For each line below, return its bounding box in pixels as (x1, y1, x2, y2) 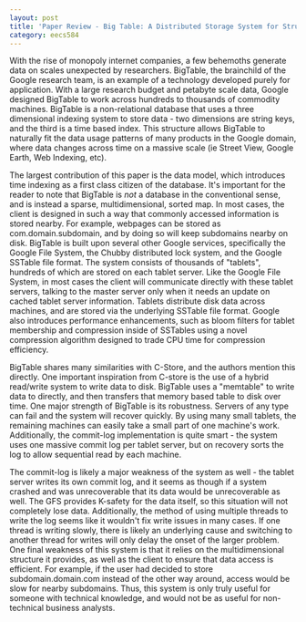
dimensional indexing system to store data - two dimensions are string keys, (9, 113, 295, 124)
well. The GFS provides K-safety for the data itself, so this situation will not (9, 496, 289, 507)
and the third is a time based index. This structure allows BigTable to (9, 123, 266, 134)
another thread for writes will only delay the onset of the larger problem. (9, 534, 280, 545)
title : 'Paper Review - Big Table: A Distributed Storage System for (9, 22, 280, 31)
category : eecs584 (9, 30, 79, 39)
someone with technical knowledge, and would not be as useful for (9, 593, 261, 604)
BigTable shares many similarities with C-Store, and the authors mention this (9, 362, 296, 373)
